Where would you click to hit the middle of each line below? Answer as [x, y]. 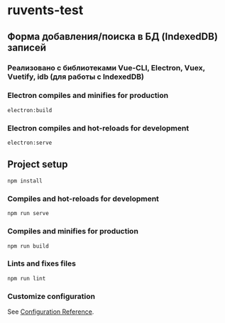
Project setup [38, 164]
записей [27, 47]
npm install [25, 181]
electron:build [30, 110]
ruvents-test [45, 10]
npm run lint [27, 278]
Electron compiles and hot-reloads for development [98, 128]
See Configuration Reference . [51, 312]
